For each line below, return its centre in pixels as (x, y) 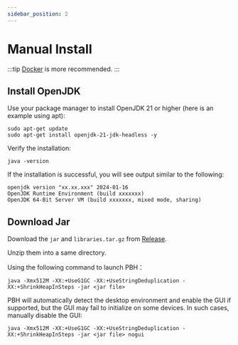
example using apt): (36, 116)
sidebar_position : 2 (38, 14)
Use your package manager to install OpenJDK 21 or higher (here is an (110, 108)
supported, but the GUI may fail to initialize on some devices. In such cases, (118, 308)
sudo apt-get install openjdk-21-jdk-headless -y (82, 135)
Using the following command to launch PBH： (76, 267)
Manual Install (50, 49)
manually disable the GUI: (45, 315)
